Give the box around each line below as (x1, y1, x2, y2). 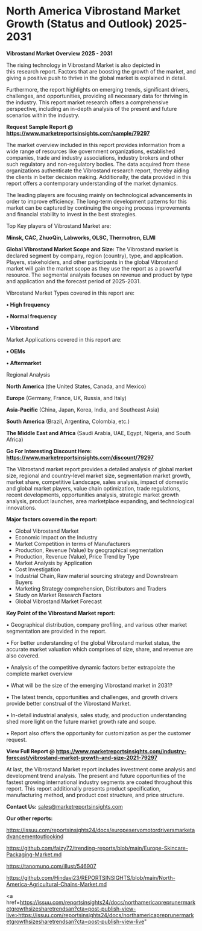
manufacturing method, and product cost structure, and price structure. (6, 791, 185, 798)
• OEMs (6, 348, 26, 355)
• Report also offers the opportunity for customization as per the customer (6, 729, 191, 736)
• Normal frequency (6, 312, 57, 320)
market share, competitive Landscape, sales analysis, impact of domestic (6, 478, 189, 486)
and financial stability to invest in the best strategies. (6, 210, 137, 218)
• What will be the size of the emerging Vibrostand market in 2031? (6, 682, 173, 689)
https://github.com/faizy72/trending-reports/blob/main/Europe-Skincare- (6, 844, 189, 851)
